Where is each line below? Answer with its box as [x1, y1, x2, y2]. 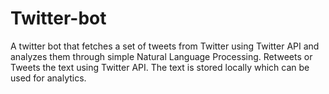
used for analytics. [10, 72, 87, 84]
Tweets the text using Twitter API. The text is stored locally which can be [10, 61, 310, 73]
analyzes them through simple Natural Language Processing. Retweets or [10, 50, 313, 62]
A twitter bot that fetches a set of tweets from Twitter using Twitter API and [10, 40, 320, 52]
